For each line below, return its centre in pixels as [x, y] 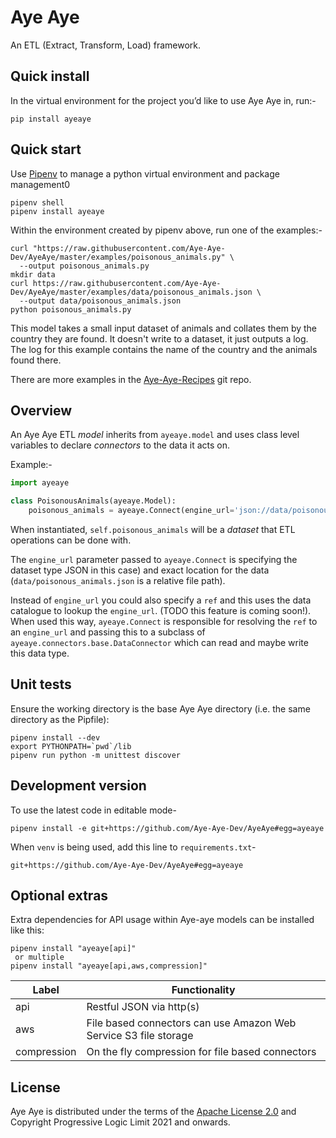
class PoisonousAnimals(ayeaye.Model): [93, 501]
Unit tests [41, 684]
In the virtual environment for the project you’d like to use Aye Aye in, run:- [163, 100]
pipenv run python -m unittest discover [96, 755]
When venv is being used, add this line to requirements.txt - [133, 847]
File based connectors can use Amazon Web [191, 1023]
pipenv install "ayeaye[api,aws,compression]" [109, 966]
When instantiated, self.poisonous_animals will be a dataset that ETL [153, 529]
